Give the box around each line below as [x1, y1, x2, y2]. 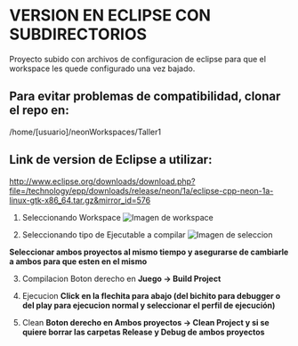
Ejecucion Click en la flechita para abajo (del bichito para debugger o [21, 290, 281, 301]
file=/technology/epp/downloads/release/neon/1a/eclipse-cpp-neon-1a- [9, 185, 274, 196]
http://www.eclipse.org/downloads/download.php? [9, 175, 196, 187]
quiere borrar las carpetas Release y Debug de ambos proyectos [21, 326, 265, 337]
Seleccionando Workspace [21, 212, 122, 222]
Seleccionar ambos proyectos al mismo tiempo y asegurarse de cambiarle [9, 246, 289, 257]
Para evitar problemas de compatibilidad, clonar [9, 89, 281, 104]
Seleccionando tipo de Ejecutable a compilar [21, 229, 186, 240]
